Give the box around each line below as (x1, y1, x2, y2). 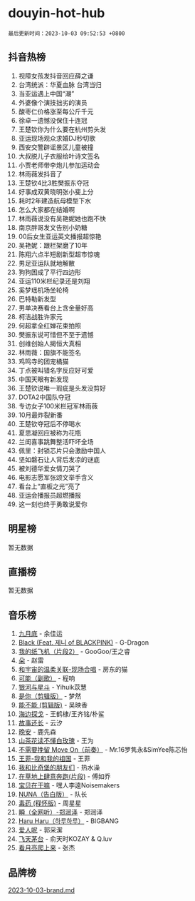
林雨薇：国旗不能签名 (18, 348, 81, 356)
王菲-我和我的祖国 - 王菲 (18, 755, 91, 763)
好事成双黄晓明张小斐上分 (18, 187, 94, 196)
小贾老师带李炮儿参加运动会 (18, 161, 100, 169)
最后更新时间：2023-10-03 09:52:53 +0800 (8, 30, 125, 37)
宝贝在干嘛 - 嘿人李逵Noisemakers (18, 781, 120, 790)
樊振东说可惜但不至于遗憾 (18, 330, 94, 338)
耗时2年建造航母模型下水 (18, 196, 92, 205)
